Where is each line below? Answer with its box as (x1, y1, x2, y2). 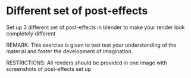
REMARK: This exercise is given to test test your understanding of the (6, 41, 177, 48)
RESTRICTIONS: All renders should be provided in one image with (6, 59, 167, 66)
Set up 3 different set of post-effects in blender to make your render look (6, 24, 185, 31)
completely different (6, 30, 56, 37)
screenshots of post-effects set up (6, 65, 91, 72)
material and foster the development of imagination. (6, 47, 133, 54)
